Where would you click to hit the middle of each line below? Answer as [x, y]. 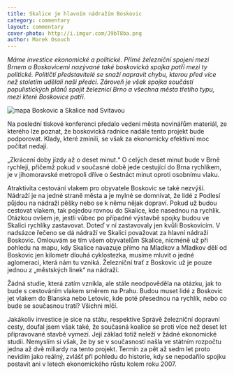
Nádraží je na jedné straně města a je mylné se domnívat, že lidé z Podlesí [114, 196]
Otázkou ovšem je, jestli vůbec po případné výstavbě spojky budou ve [108, 218]
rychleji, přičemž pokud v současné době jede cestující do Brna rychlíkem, [115, 167]
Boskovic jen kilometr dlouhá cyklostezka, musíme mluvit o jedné [101, 255]
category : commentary [39, 20]
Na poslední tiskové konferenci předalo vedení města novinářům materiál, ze [117, 124]
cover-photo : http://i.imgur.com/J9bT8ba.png [74, 33]
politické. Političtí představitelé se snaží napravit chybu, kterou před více [112, 75]
